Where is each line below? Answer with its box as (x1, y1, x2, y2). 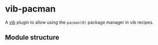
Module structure (5, 33, 60, 42)
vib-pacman (5, 3, 56, 15)
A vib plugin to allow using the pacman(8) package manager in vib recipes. (5, 19, 154, 25)
